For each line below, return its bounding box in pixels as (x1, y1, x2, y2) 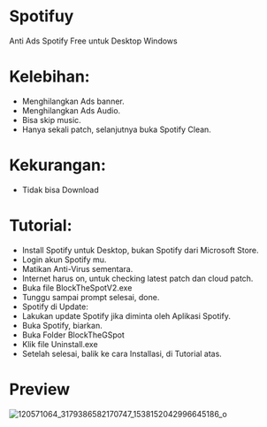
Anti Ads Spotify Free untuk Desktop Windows (9, 35, 179, 46)
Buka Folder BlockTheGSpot (21, 330, 126, 340)
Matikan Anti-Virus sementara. (21, 263, 133, 274)
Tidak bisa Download (21, 184, 99, 195)
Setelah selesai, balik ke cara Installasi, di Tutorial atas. (21, 348, 223, 359)
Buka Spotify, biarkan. (21, 320, 103, 330)
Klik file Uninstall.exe (21, 338, 99, 349)
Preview (9, 379, 71, 400)
